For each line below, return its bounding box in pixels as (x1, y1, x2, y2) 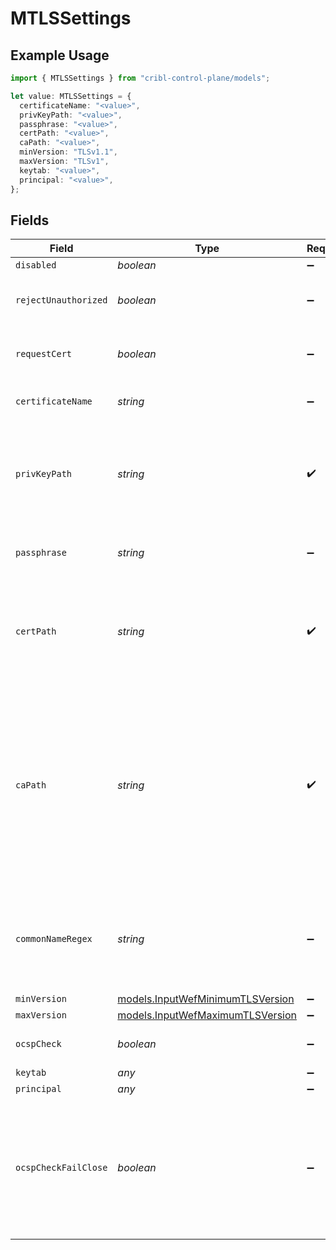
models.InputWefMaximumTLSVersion (117, 1008, 297, 1022)
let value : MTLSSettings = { (10, 91, 132, 101)
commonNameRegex (15, 933, 93, 945)
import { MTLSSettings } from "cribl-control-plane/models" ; (10, 73, 271, 83)
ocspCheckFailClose (15, 1162, 108, 1174)
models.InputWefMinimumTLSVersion (117, 992, 295, 1006)
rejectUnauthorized (15, 295, 108, 306)
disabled (15, 260, 57, 271)
